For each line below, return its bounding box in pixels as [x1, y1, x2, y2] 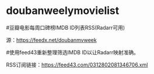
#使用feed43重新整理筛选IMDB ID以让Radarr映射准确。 [6, 48, 139, 56]
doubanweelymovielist [6, 4, 120, 17]
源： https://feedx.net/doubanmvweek [6, 36, 97, 43]
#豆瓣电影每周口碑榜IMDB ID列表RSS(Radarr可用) [6, 24, 125, 31]
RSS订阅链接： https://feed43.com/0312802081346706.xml [6, 61, 148, 68]
